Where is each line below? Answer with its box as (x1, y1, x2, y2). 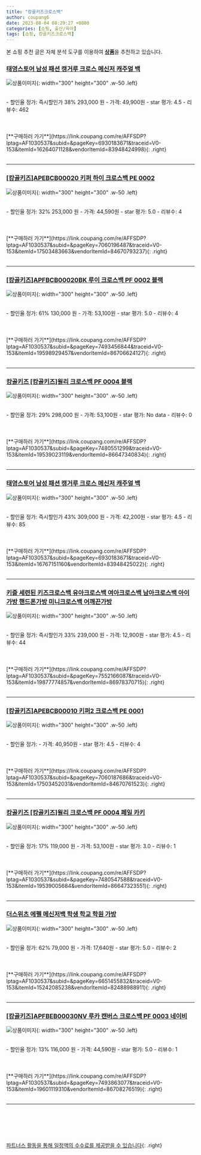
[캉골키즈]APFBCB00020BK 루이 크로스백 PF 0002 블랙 (6, 275, 163, 284)
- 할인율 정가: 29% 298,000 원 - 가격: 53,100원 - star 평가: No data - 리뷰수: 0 (6, 412, 193, 419)
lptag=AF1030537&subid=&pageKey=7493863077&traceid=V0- (6, 1079, 163, 1087)
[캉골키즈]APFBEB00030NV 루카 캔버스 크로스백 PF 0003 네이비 (6, 1012, 187, 1020)
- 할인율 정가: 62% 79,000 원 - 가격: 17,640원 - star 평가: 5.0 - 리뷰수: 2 (6, 944, 176, 951)
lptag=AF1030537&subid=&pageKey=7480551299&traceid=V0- (6, 445, 162, 452)
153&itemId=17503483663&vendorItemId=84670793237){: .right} (6, 247, 167, 255)
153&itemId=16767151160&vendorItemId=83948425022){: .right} (6, 560, 165, 568)
